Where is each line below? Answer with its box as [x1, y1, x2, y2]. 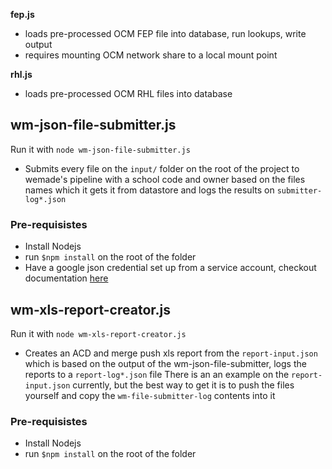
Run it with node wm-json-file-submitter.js [10, 143, 191, 155]
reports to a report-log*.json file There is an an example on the [24, 368, 290, 380]
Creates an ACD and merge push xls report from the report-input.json [24, 347, 318, 359]
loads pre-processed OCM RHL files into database [24, 88, 233, 99]
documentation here [24, 272, 109, 284]
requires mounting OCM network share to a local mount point [24, 49, 278, 61]
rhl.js [10, 69, 33, 80]
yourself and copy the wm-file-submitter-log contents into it [24, 389, 276, 401]
